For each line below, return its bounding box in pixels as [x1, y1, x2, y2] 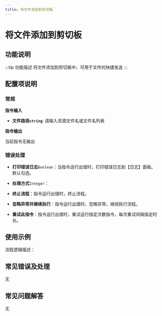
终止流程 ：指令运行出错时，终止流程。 [12, 191, 89, 196]
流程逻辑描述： [5, 246, 35, 253]
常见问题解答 [5, 292, 44, 300]
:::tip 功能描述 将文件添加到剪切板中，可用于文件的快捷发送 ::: [5, 64, 128, 70]
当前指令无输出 [5, 139, 35, 144]
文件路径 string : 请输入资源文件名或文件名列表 [12, 118, 105, 124]
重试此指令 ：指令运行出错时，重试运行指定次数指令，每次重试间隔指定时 [12, 211, 157, 217]
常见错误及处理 [5, 262, 50, 270]
